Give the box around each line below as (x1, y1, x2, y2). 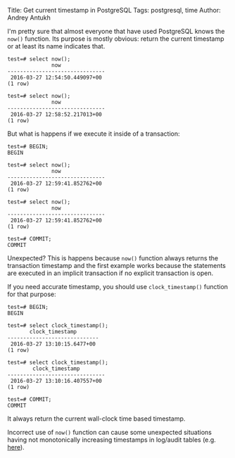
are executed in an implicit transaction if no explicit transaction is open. (7, 269, 213, 277)
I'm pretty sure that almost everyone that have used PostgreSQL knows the (7, 27, 225, 35)
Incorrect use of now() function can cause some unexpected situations (7, 428, 212, 436)
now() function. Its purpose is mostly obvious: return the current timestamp (7, 34, 224, 43)
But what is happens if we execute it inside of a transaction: (7, 129, 181, 138)
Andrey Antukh (7, 13, 51, 22)
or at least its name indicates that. (7, 42, 106, 50)
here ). (7, 443, 25, 451)
